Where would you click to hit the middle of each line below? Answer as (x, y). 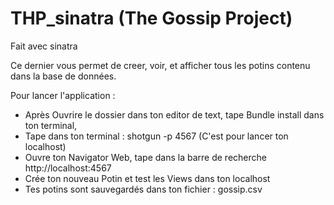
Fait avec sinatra (44, 46)
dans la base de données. (63, 76)
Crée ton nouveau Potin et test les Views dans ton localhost (147, 178)
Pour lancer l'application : (63, 95)
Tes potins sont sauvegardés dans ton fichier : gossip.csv (143, 189)
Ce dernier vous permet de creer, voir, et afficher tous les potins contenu (160, 65)
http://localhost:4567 (68, 168)
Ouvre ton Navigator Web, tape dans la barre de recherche (145, 157)
